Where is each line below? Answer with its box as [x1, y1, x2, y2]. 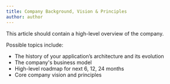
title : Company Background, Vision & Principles [6, 8, 127, 15]
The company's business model [14, 59, 92, 66]
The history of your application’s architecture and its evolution [14, 52, 164, 60]
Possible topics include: [6, 41, 63, 48]
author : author [6, 14, 43, 20]
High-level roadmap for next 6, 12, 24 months [14, 65, 124, 72]
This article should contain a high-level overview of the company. [6, 30, 164, 37]
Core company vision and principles [14, 71, 102, 78]
